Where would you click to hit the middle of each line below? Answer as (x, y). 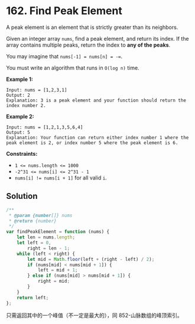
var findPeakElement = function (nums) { (58, 232)
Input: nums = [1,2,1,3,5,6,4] (45, 127)
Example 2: (20, 116)
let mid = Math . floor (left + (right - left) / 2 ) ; (91, 259)
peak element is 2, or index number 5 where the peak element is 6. (92, 143)
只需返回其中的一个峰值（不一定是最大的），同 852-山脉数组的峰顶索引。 (94, 315)
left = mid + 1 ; (58, 270)
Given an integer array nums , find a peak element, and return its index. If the (97, 38)
